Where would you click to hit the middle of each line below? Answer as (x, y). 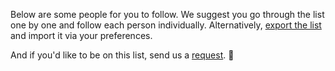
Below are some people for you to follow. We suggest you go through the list (167, 14)
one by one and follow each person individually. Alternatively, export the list (166, 25)
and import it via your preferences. (81, 35)
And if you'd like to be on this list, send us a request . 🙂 (122, 55)
